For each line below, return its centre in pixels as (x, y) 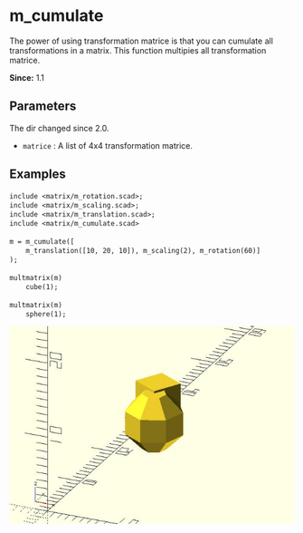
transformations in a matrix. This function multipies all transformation (138, 50)
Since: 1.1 (27, 77)
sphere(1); (46, 314)
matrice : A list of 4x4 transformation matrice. (107, 145)
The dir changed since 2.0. (60, 128)
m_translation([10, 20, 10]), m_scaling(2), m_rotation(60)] (143, 250)
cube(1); (42, 286)
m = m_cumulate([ (42, 241)
